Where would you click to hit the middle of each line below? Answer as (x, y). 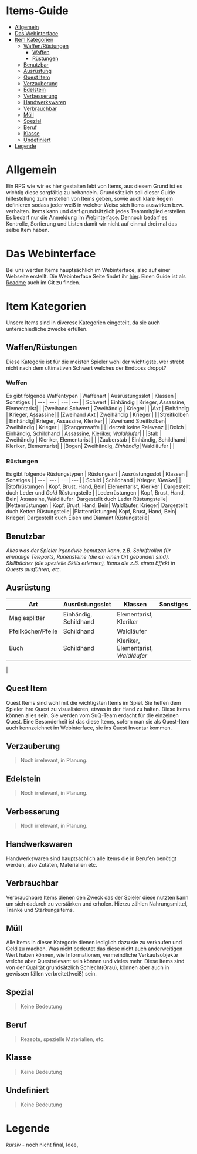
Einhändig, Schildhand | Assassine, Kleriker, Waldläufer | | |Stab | (84, 433)
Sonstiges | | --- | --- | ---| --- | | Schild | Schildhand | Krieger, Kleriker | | (94, 480)
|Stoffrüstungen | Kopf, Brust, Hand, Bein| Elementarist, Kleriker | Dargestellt (98, 486)
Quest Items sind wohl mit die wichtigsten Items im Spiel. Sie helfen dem (94, 702)
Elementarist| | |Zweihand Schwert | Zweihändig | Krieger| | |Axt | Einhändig (98, 408)
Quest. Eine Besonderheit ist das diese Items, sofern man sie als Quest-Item (98, 721)
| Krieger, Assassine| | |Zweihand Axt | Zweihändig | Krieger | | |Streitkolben (98, 414)
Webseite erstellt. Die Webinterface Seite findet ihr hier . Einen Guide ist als (96, 276)
